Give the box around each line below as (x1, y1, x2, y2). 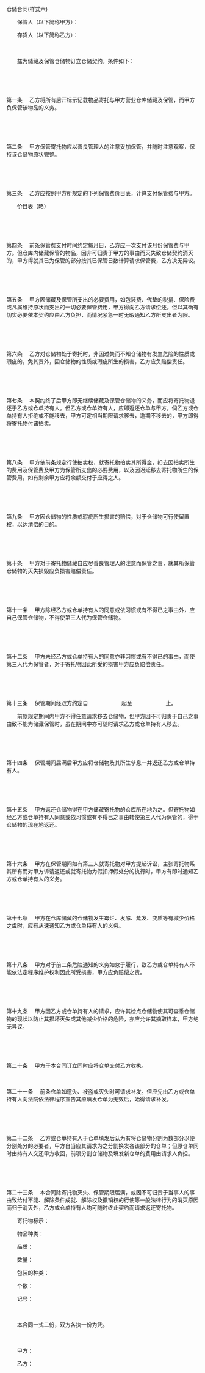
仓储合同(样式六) (6, 6, 48, 12)
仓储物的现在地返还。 (6, 821, 60, 828)
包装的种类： (16, 1269, 49, 1276)
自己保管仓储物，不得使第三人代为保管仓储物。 (6, 614, 124, 621)
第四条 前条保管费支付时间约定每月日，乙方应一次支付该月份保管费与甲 (6, 242, 190, 249)
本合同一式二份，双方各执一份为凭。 (16, 1321, 106, 1328)
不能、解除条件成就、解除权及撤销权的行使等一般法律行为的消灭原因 (27, 1196, 199, 1204)
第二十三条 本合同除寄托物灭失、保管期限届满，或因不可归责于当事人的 (6, 1189, 190, 1196)
